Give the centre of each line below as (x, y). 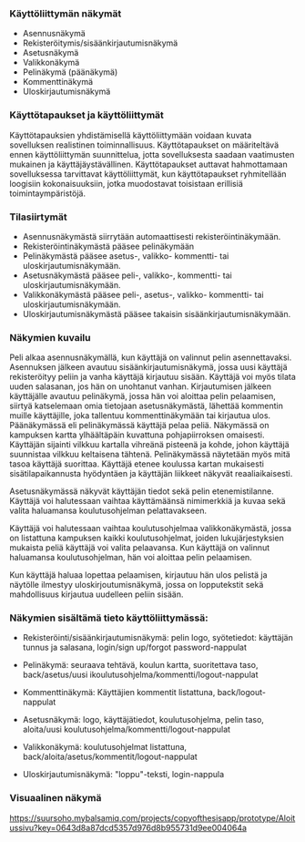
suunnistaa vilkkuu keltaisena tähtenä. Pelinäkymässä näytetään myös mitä (150, 455)
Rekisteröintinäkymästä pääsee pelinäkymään (108, 246)
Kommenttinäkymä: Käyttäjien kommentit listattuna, (119, 693)
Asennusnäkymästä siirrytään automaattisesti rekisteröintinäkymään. (152, 236)
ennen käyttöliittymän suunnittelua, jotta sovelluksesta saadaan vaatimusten (152, 154)
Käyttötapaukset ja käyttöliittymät (86, 115)
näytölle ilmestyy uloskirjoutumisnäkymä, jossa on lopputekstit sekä (137, 585)
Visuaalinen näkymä (56, 798)
